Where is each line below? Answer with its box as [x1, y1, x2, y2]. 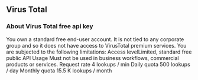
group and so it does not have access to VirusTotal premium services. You [6, 42, 187, 49]
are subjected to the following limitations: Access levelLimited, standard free [6, 48, 192, 55]
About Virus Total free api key [6, 22, 93, 31]
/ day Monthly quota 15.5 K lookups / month [6, 67, 112, 74]
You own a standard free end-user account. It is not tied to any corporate [6, 35, 184, 43]
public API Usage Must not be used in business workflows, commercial [6, 54, 179, 61]
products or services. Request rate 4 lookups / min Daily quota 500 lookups [6, 61, 190, 68]
